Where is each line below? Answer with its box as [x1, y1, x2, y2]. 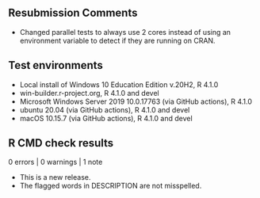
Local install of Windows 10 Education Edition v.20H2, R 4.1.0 [19, 79, 219, 89]
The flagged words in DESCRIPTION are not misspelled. [19, 181, 202, 191]
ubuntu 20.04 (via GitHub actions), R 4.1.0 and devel [19, 105, 190, 114]
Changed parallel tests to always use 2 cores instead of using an [19, 27, 231, 36]
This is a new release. [19, 173, 91, 182]
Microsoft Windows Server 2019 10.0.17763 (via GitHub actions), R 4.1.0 [19, 97, 252, 106]
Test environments [8, 59, 103, 72]
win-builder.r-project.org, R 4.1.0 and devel [19, 88, 160, 97]
